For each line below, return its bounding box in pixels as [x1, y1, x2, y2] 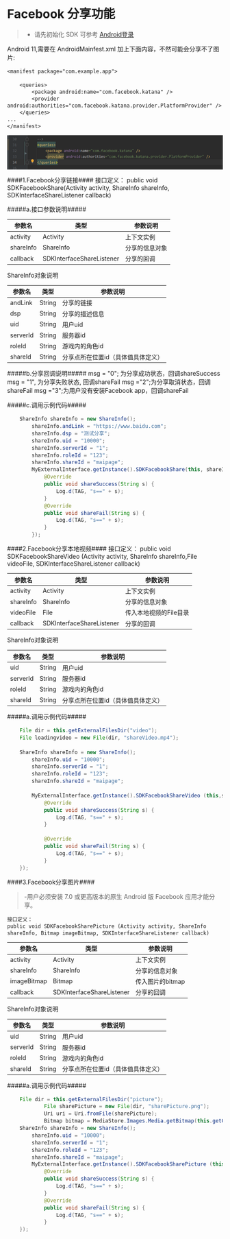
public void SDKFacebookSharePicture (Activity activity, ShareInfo [7, 923, 207, 930]
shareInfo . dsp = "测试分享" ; [31, 430, 111, 437]
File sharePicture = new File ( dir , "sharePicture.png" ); [43, 1103, 210, 1110]
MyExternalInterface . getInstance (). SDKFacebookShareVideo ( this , [31, 792, 222, 799]
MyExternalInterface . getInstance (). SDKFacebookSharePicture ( [31, 1161, 213, 1168]
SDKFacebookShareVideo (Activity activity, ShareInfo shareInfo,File [7, 553, 197, 561]
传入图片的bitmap [136, 977, 186, 985]
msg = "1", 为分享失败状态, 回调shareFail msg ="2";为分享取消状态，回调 [7, 378, 211, 386]
